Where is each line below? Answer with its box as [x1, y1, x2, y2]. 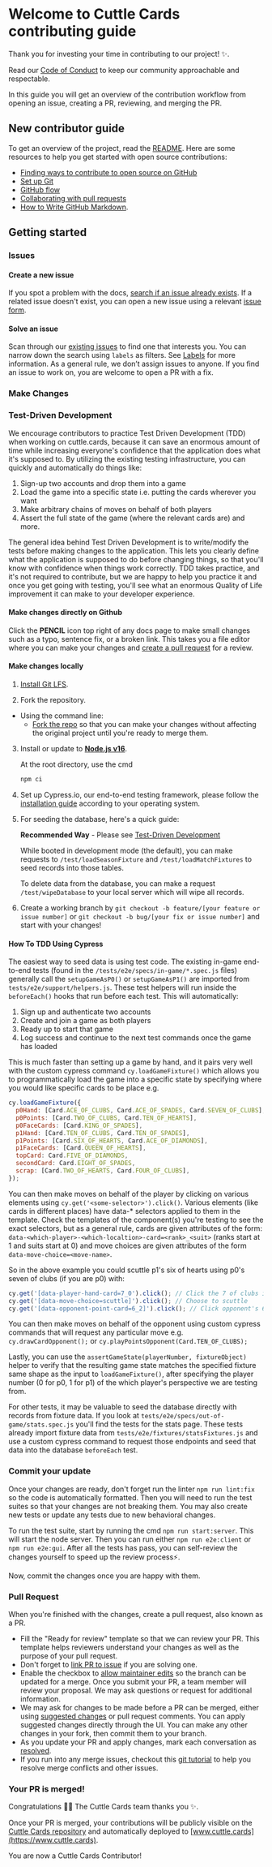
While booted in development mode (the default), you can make [19, 845, 233, 855]
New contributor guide [8, 122, 125, 136]
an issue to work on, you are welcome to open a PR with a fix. [8, 368, 214, 377]
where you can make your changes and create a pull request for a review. [8, 643, 253, 652]
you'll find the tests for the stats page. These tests [75, 1419, 244, 1429]
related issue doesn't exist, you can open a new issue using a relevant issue [8, 297, 261, 307]
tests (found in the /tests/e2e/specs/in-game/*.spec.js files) [32, 966, 237, 975]
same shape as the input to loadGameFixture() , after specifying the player [8, 1369, 254, 1379]
